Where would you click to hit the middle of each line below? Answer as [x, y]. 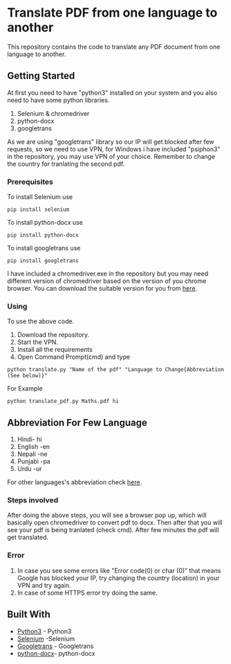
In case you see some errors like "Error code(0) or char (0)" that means [119, 570]
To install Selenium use [40, 197]
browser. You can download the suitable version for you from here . [102, 289]
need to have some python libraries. [58, 100]
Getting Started [41, 76]
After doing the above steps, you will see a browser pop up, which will [107, 516]
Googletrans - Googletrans [55, 646]
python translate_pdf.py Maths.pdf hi [63, 401]
